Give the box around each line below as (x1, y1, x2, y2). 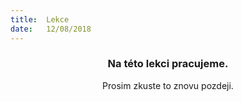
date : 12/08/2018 (10, 24, 92, 34)
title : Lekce (10, 14, 70, 25)
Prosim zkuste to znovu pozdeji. (102, 79, 234, 91)
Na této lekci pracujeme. (107, 57, 229, 71)
